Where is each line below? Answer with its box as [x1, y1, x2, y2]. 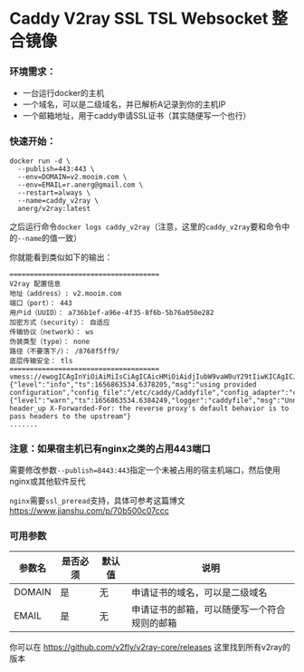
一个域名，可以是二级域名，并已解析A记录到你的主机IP [22, 99, 226, 110]
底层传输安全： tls [9, 356, 73, 365]
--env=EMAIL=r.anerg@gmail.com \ [17, 180, 144, 189]
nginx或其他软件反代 [9, 476, 86, 487]
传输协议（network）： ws [9, 327, 94, 336]
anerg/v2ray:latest [17, 204, 91, 213]
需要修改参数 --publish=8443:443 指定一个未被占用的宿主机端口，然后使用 [9, 465, 280, 475]
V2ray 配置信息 [9, 279, 62, 288]
